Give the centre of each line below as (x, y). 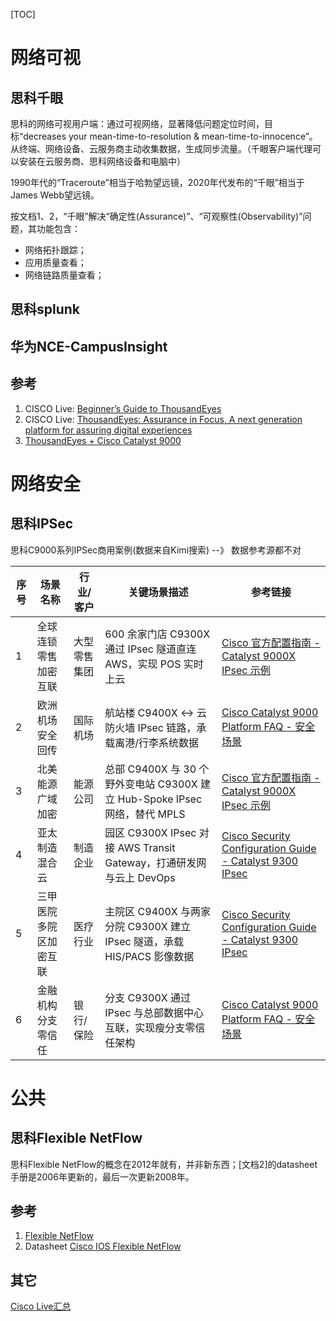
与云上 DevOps (140, 877)
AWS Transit (146, 847)
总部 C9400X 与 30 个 (157, 769)
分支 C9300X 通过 (147, 997)
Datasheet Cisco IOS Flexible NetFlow (103, 1246)
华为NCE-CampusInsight (89, 346)
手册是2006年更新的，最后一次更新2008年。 (102, 1176)
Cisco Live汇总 (41, 1306)
